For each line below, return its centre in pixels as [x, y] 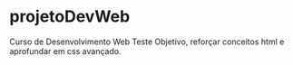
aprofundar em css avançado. [65, 51]
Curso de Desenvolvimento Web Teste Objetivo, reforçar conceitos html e [147, 42]
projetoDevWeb [70, 17]
